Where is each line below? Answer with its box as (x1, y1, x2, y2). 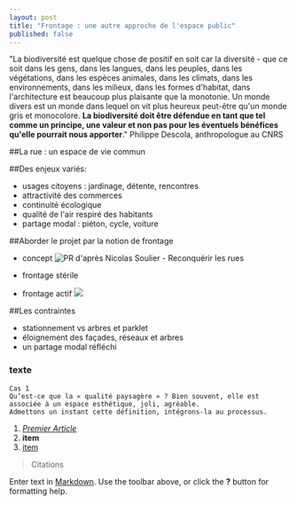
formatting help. (9, 485, 68, 496)
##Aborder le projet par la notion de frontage (9, 236, 174, 247)
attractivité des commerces (21, 190, 122, 201)
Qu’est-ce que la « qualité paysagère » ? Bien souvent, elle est (9, 391, 260, 400)
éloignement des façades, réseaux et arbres (21, 332, 184, 343)
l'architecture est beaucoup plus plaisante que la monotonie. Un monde (9, 91, 270, 102)
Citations (30, 459, 64, 469)
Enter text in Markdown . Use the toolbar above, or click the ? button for (9, 476, 269, 486)
